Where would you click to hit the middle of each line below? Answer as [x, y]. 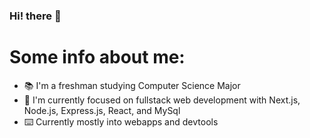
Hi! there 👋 [35, 16]
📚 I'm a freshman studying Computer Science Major [132, 85]
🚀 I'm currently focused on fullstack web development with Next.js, [162, 100]
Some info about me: [97, 57]
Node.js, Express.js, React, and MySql [102, 110]
